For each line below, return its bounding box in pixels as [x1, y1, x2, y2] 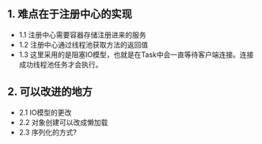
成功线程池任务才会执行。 [18, 59, 103, 69]
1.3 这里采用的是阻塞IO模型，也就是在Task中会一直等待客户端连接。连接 [18, 50, 254, 59]
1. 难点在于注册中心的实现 [7, 7, 132, 21]
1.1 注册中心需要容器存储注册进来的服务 [18, 30, 146, 40]
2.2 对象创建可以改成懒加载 [18, 117, 108, 127]
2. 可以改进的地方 [7, 85, 93, 99]
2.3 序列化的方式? [18, 127, 77, 137]
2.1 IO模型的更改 [18, 108, 72, 117]
